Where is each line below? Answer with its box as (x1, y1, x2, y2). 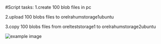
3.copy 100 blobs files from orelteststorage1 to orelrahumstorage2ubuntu (5, 23, 156, 29)
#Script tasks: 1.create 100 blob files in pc (5, 4, 91, 10)
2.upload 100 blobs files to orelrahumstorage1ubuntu (5, 14, 114, 19)
